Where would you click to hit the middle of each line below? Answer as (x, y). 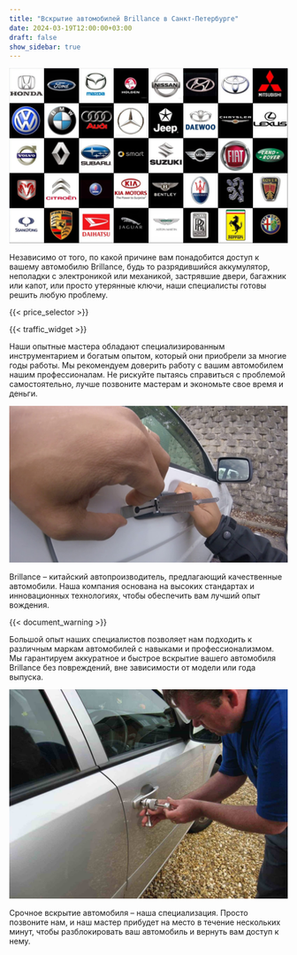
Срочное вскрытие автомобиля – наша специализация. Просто (129, 913)
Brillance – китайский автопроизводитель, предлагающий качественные (146, 577)
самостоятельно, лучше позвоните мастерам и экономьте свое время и (147, 384)
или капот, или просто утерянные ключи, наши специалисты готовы (138, 285)
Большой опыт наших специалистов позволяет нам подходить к (131, 640)
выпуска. (27, 677)
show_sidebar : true (45, 47)
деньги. (23, 393)
